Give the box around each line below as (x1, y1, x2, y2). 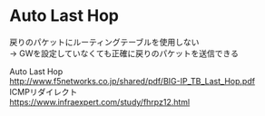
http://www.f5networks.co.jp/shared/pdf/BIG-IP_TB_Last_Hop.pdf (9, 75, 256, 86)
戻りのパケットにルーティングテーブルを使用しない (9, 36, 200, 47)
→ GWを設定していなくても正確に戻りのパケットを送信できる (9, 47, 239, 59)
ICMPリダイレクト (9, 86, 78, 97)
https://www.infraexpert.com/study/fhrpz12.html (9, 96, 191, 107)
